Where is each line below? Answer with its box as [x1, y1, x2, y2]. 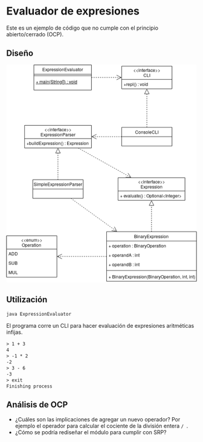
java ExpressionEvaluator [6, 311, 71, 317]
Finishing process [6, 383, 53, 389]
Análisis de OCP [6, 400, 68, 410]
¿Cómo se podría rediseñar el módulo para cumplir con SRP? [14, 428, 167, 436]
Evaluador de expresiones [6, 4, 140, 18]
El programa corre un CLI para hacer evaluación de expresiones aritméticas [6, 322, 195, 329]
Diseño [6, 48, 34, 59]
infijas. [6, 328, 23, 336]
